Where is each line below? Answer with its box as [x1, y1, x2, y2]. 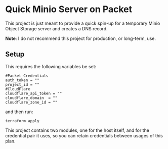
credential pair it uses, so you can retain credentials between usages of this [5, 132, 163, 138]
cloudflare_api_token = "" [5, 91, 62, 96]
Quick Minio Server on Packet [5, 4, 133, 15]
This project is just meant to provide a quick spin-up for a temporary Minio [5, 20, 160, 26]
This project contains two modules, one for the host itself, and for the [5, 127, 149, 133]
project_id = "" [5, 82, 39, 87]
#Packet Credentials [5, 73, 49, 78]
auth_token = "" [5, 77, 39, 83]
